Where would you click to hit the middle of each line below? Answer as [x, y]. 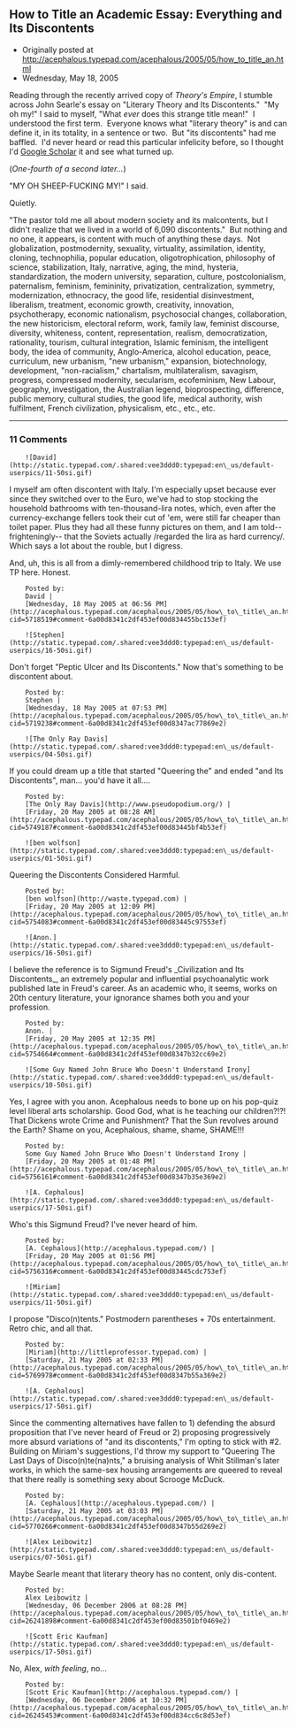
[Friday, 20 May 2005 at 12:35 [83, 1039]
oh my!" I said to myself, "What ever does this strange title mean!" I [132, 113]
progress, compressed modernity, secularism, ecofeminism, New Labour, [143, 380]
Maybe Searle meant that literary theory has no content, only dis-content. [143, 1574]
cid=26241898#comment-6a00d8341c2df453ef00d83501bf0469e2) [120, 1621]
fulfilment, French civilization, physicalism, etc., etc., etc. [112, 408]
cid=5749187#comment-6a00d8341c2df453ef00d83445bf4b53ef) [118, 828]
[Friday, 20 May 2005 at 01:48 [83, 1162]
